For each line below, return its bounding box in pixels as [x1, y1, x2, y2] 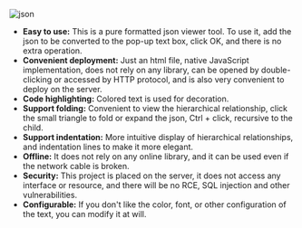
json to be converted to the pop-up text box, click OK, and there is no [22, 36, 282, 46]
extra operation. [22, 45, 83, 56]
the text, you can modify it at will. [22, 209, 147, 219]
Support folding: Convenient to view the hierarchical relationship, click [22, 103, 288, 113]
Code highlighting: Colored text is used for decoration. [22, 93, 229, 104]
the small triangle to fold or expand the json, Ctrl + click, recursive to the [22, 113, 293, 123]
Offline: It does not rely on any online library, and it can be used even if [22, 151, 289, 162]
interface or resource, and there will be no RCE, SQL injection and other [22, 180, 290, 190]
